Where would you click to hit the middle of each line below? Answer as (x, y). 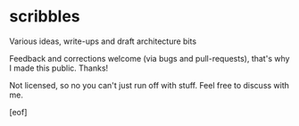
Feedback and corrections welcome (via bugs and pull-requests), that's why (149, 58)
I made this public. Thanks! (59, 68)
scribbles (45, 17)
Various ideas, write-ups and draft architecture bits (103, 41)
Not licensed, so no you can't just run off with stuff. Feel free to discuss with (149, 85)
